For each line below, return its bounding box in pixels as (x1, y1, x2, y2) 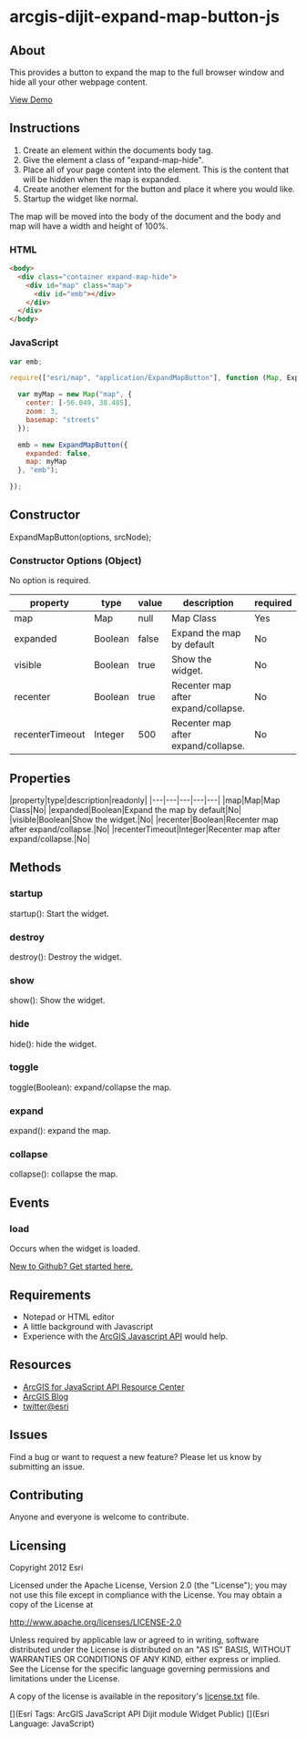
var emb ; (9, 357, 43, 366)
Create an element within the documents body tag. (22, 144, 214, 156)
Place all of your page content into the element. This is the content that (22, 164, 290, 175)
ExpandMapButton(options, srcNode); (9, 531, 152, 542)
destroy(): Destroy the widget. (9, 951, 122, 962)
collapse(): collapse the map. (9, 1168, 118, 1179)
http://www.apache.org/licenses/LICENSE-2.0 (9, 1617, 182, 1628)
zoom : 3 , (25, 407, 59, 417)
